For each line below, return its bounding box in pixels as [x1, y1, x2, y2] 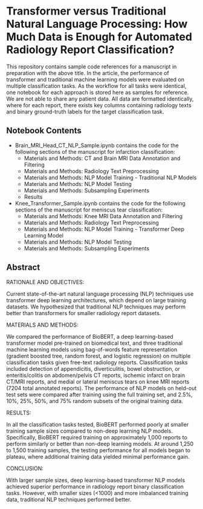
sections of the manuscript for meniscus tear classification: [14, 206, 163, 213]
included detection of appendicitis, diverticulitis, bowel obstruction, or [6, 365, 180, 372]
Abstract [6, 262, 40, 273]
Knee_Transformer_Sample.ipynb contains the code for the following [14, 199, 186, 207]
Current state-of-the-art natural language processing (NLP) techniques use [6, 290, 194, 298]
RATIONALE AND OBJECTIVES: [6, 278, 85, 285]
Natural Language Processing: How [6, 17, 188, 31]
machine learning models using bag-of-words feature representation [6, 345, 178, 353]
